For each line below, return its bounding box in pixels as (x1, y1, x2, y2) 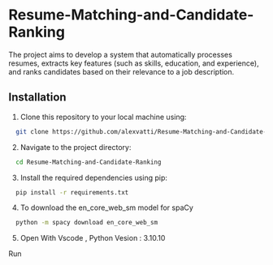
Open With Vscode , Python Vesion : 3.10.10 (19, 233, 166, 243)
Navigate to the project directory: (19, 142, 132, 152)
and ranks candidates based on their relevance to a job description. (8, 66, 235, 76)
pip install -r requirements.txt (15, 188, 129, 196)
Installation (8, 91, 67, 105)
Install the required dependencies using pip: (19, 173, 168, 182)
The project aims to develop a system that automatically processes (8, 49, 233, 59)
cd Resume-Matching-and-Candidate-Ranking (15, 158, 162, 166)
